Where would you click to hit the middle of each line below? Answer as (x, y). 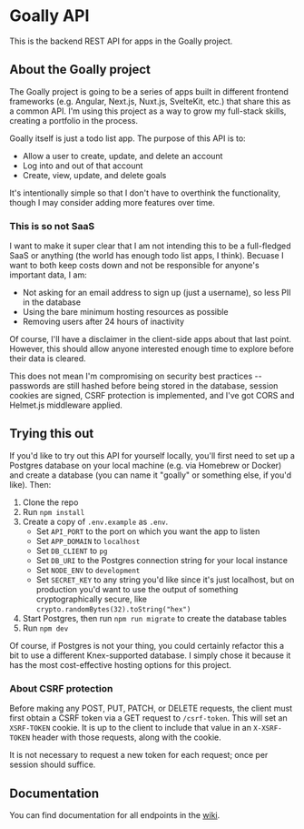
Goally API (49, 16)
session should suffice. (53, 764)
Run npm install (54, 511)
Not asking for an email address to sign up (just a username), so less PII (157, 293)
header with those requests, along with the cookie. (127, 737)
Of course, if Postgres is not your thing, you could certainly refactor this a (147, 645)
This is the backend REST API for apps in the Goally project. (121, 41)
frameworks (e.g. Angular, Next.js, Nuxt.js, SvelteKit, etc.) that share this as (150, 101)
